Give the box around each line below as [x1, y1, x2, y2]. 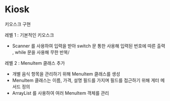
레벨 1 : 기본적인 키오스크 [5, 32, 54, 38]
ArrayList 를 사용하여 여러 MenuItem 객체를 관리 [12, 90, 109, 96]
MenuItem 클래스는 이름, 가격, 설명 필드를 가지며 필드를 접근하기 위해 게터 [12, 77, 160, 83]
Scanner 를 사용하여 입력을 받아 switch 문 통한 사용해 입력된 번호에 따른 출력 [12, 42, 165, 49]
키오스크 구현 [5, 21, 31, 27]
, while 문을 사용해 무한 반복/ [12, 49, 70, 55]
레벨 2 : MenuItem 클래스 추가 [5, 60, 65, 66]
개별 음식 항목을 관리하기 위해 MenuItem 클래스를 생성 [12, 70, 121, 77]
